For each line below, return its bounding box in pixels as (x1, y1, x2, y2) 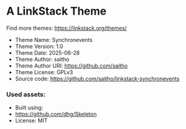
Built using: (15, 104, 44, 111)
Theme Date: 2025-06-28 (15, 49, 80, 56)
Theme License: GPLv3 (15, 68, 73, 75)
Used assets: (6, 90, 46, 99)
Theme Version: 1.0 (15, 43, 64, 50)
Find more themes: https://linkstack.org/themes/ (6, 24, 127, 32)
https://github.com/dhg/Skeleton (15, 111, 97, 118)
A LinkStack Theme (6, 4, 107, 18)
